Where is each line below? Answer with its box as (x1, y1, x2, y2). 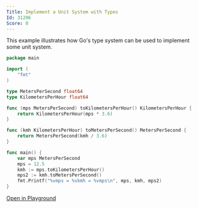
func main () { (6, 150, 43, 156)
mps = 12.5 (17, 161, 45, 167)
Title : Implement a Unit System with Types (6, 9, 119, 15)
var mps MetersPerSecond (17, 155, 80, 161)
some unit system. (6, 43, 53, 50)
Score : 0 (6, 20, 29, 26)
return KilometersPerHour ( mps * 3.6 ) (17, 111, 113, 117)
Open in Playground (6, 195, 56, 201)
